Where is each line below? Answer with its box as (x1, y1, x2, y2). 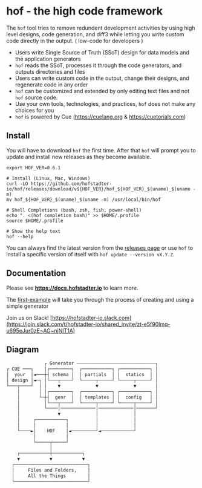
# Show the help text (6, 228, 61, 234)
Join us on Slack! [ (6, 314, 53, 321)
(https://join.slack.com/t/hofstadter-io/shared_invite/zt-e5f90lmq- (6, 320, 171, 328)
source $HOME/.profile (6, 218, 64, 224)
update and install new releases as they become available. (6, 153, 152, 160)
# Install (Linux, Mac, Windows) (6, 175, 91, 181)
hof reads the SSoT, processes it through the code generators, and (15, 62, 182, 69)
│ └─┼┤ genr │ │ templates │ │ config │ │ (17, 394, 158, 400)
